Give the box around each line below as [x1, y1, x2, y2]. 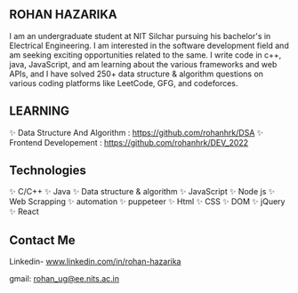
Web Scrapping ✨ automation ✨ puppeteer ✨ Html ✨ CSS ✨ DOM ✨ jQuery [9, 196, 286, 207]
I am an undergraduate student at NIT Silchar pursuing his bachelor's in [9, 30, 271, 41]
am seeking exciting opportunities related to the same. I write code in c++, [9, 49, 282, 60]
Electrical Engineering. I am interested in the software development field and [9, 40, 289, 51]
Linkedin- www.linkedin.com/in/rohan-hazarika [9, 257, 181, 267]
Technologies [9, 163, 87, 178]
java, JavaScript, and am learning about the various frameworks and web [9, 59, 278, 69]
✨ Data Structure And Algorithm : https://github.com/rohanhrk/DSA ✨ [9, 127, 264, 138]
